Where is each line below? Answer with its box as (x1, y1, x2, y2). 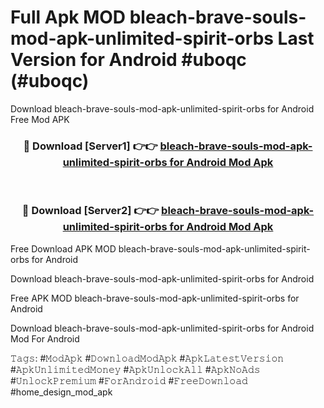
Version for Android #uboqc (10, 49, 247, 71)
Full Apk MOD (10, 6, 127, 29)
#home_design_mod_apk (10, 386, 113, 398)
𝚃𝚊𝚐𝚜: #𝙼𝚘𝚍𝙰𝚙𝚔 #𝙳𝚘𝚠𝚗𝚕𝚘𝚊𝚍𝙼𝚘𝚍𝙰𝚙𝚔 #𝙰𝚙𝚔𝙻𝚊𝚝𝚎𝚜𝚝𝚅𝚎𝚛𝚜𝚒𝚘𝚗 (10, 352, 285, 364)
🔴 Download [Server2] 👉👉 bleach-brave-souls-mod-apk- (21, 204, 315, 218)
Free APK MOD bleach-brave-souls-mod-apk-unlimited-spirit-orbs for (10, 292, 300, 304)
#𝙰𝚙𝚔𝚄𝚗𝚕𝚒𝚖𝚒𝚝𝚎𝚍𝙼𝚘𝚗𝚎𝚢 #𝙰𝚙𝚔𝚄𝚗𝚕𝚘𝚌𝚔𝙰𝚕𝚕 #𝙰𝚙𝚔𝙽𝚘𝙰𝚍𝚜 (10, 363, 261, 375)
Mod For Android (10, 332, 80, 345)
